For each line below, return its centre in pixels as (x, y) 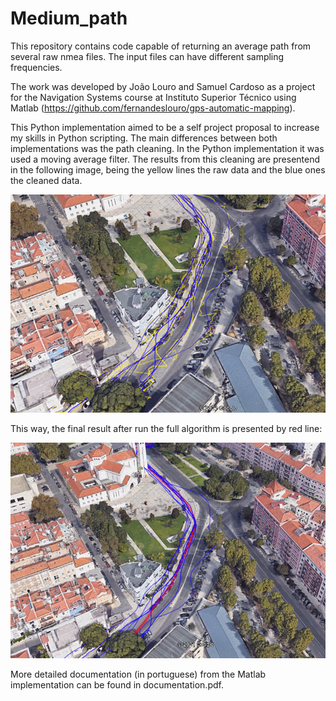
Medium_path (69, 18)
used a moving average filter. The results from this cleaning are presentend (165, 159)
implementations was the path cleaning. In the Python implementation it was (167, 148)
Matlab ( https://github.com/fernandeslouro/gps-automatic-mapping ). (153, 108)
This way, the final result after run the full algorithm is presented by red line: (166, 428)
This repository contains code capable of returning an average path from (161, 46)
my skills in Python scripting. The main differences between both (144, 138)
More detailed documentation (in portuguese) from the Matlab (138, 674)
